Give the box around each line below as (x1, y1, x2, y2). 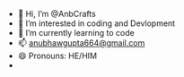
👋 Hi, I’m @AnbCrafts (17, 9, 96, 19)
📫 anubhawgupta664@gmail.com (17, 38, 145, 48)
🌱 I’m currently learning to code (17, 28, 135, 38)
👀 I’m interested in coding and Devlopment (17, 18, 176, 29)
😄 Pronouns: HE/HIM (17, 50, 97, 61)
